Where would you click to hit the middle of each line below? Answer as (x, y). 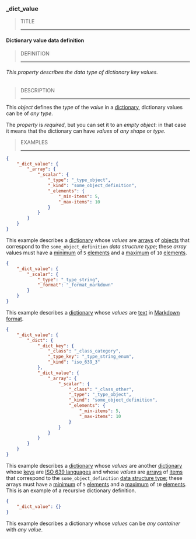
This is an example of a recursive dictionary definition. (71, 490)
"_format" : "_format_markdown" (75, 285)
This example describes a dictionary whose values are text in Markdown (93, 312)
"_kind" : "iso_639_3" (74, 362)
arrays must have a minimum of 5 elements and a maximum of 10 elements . (96, 484)
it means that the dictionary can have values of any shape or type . (86, 131)
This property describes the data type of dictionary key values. (82, 72)
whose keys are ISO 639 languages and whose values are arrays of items (94, 472)
